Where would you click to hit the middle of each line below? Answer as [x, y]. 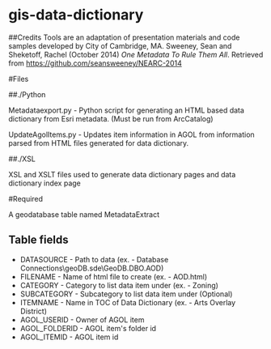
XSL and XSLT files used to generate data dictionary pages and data [122, 174]
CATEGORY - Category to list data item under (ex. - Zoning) [119, 285]
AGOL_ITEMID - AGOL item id [69, 337]
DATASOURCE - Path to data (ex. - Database [94, 259]
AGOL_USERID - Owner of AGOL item [82, 319]
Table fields [38, 240]
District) [33, 311]
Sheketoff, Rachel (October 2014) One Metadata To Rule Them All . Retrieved [136, 54]
